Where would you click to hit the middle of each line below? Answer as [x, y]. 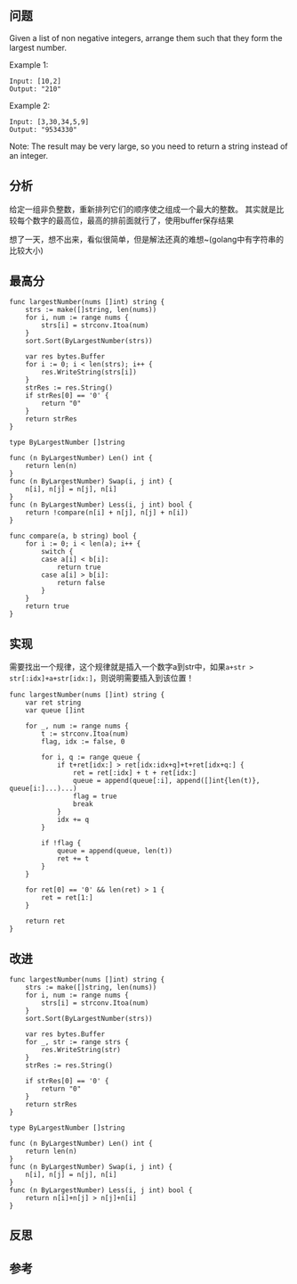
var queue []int [56, 711]
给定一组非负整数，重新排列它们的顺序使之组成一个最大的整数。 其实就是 [143, 209]
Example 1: [29, 64]
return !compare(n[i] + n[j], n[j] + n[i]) [107, 513]
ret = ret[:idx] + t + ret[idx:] [135, 773]
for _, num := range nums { [77, 726]
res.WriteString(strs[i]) [89, 373]
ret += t [73, 859]
